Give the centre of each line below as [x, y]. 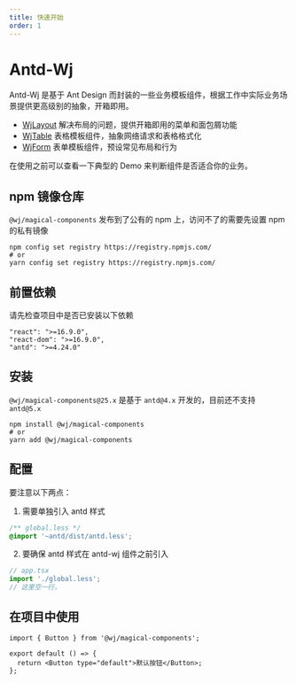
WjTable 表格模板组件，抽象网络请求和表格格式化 [112, 136]
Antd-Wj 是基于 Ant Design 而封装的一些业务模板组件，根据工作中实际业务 [145, 95]
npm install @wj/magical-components [77, 424]
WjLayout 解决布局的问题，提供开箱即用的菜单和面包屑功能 [129, 125]
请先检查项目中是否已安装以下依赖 [71, 315]
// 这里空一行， [35, 587]
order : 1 [25, 26]
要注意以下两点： [40, 492]
